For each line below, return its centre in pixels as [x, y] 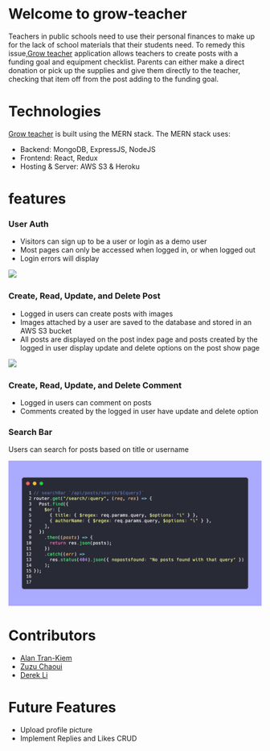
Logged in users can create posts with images [96, 314]
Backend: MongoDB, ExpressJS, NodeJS [88, 149]
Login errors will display [59, 259]
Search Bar [31, 432]
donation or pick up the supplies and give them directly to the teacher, [125, 70]
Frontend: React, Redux [59, 158]
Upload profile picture [56, 729]
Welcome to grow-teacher [98, 14]
